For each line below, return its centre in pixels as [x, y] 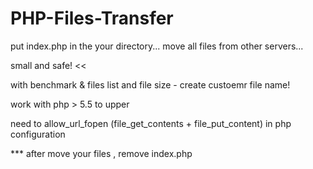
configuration [38, 134]
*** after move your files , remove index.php [101, 153]
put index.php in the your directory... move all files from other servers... [157, 46]
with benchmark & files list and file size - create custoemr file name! [150, 84]
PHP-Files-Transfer [92, 18]
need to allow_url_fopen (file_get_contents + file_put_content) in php [151, 123]
